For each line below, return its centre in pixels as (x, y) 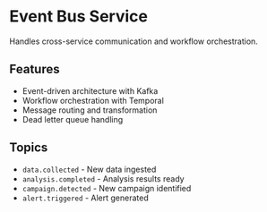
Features (34, 69)
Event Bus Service (78, 17)
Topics (29, 148)
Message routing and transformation (90, 110)
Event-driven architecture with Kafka (90, 90)
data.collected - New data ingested (89, 169)
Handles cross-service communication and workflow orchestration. (133, 41)
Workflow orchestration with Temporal (93, 100)
